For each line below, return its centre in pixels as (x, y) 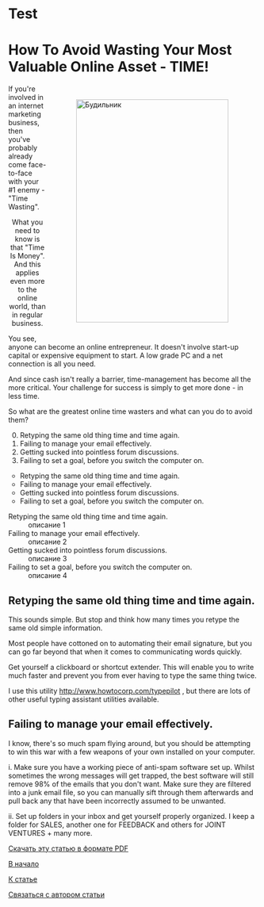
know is (27, 239)
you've (19, 140)
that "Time (28, 247)
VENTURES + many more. (50, 832)
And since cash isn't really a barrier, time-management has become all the (130, 379)
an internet (26, 106)
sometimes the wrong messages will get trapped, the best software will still (131, 775)
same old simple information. (55, 628)
